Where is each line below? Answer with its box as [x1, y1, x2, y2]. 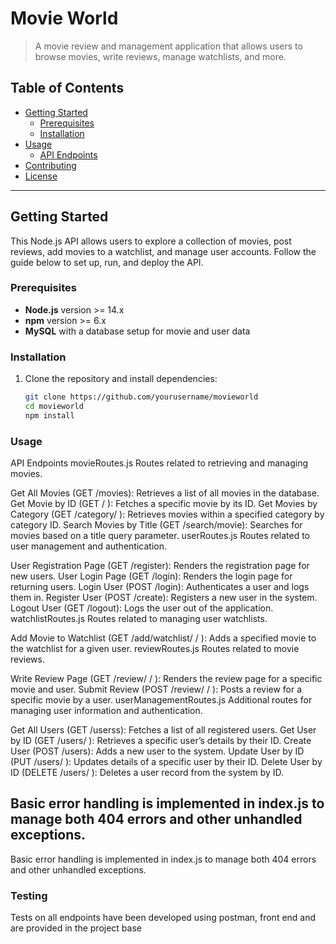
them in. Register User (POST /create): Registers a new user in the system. [10, 592, 318, 604]
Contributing [24, 159, 77, 171]
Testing [10, 888, 48, 902]
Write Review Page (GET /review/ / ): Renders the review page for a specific [10, 673, 323, 685]
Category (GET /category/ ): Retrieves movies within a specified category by [10, 508, 325, 521]
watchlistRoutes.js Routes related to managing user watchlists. [10, 613, 268, 625]
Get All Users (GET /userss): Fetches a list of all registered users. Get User [10, 724, 317, 736]
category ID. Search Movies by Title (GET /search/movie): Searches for [10, 519, 303, 531]
